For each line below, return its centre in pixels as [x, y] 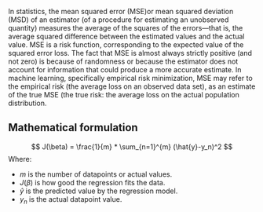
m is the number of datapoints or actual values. [96, 174]
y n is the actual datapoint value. [71, 200]
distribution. [27, 103]
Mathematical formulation [73, 128]
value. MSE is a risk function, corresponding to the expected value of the [126, 45]
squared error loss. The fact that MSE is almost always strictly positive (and [130, 53]
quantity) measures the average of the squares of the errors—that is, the [126, 28]
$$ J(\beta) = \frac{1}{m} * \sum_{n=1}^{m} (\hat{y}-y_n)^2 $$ [132, 146]
